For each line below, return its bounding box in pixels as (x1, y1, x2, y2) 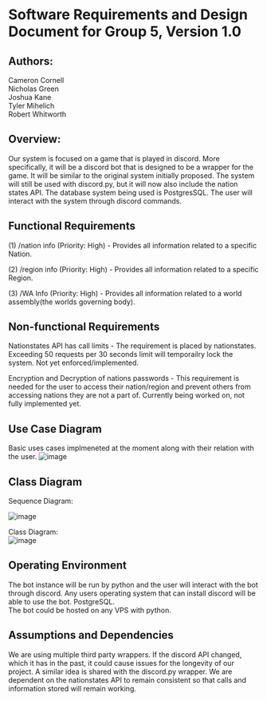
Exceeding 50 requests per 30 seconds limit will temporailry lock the (8, 350, 234, 359)
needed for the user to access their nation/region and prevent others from (8, 382, 251, 392)
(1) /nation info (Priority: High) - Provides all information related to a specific (8, 240, 257, 250)
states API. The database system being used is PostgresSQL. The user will (8, 188, 253, 197)
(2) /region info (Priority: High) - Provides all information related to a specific (8, 264, 259, 274)
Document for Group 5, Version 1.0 (8, 22, 241, 41)
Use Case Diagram (8, 422, 102, 436)
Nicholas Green (8, 84, 60, 93)
